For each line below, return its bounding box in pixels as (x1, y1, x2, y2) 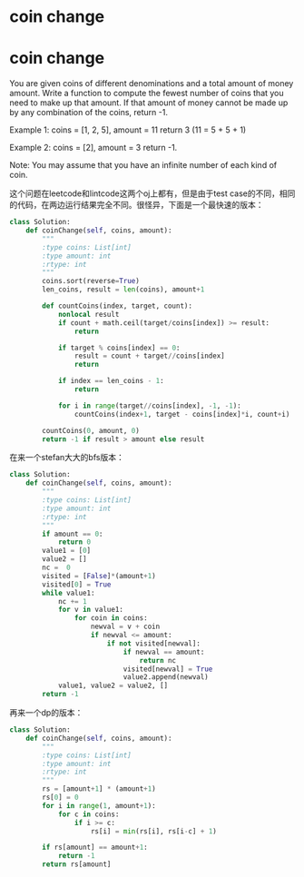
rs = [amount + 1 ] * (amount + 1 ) (42, 784, 156, 793)
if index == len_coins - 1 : (57, 377, 165, 386)
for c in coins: (57, 810, 120, 819)
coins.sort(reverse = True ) (42, 277, 141, 286)
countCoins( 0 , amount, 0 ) (42, 426, 141, 435)
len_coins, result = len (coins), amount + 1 (42, 285, 205, 294)
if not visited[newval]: (106, 638, 201, 648)
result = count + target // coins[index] (74, 351, 225, 360)
